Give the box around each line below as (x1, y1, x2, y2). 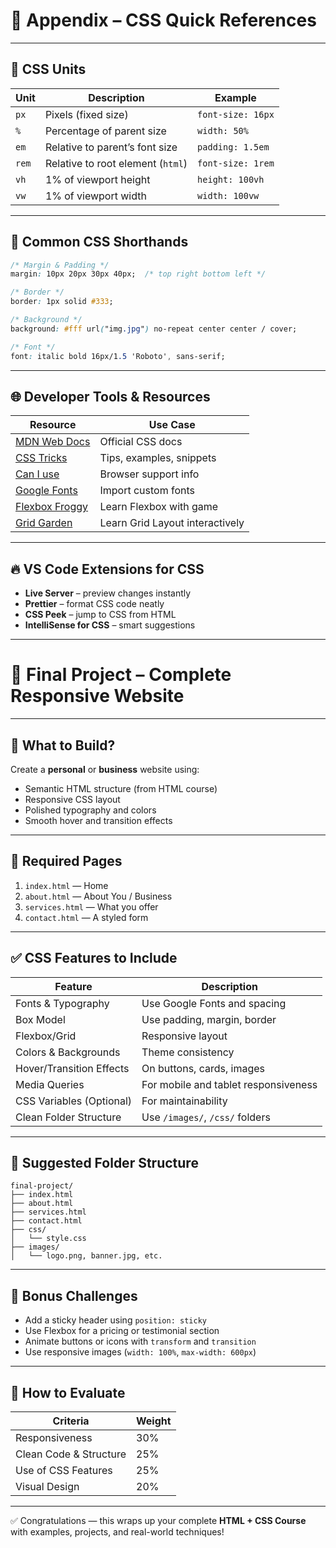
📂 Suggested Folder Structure (10, 1154, 199, 1171)
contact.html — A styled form (24, 911, 149, 923)
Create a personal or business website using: (10, 763, 200, 775)
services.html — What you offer (24, 900, 159, 913)
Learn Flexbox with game (99, 500, 219, 514)
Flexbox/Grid (15, 1029, 77, 1043)
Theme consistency (141, 1045, 235, 1059)
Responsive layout (141, 1029, 228, 1043)
